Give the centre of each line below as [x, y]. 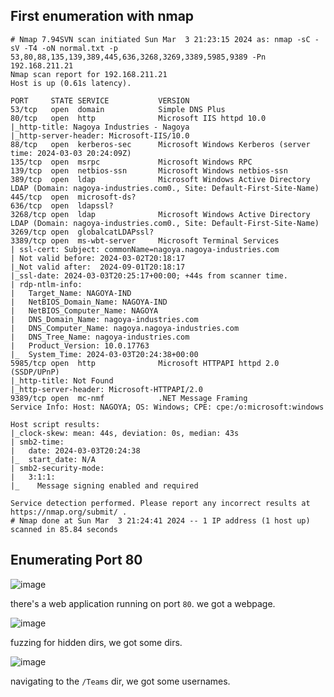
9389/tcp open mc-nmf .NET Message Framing [129, 398]
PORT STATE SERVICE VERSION [100, 100]
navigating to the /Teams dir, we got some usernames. [120, 681]
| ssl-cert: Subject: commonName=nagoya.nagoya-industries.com [145, 249]
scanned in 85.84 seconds [64, 529]
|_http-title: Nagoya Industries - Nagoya [100, 127]
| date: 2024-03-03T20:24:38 [75, 450]
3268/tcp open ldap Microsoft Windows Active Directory [160, 214]
